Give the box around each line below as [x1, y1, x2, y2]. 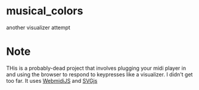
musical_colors [6, 4, 83, 18]
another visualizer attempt [6, 24, 70, 31]
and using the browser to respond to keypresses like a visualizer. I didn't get [6, 70, 193, 78]
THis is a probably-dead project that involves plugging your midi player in [6, 64, 186, 72]
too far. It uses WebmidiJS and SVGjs [6, 77, 98, 84]
